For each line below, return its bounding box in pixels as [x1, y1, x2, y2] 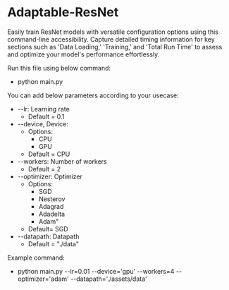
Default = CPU [27, 150, 70, 158]
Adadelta [38, 210, 66, 218]
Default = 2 [27, 164, 61, 173]
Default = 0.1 [27, 112, 65, 121]
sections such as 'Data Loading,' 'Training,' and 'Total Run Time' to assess [7, 42, 223, 51]
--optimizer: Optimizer [17, 172, 83, 181]
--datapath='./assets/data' [70, 274, 147, 283]
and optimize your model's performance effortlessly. [7, 50, 160, 59]
